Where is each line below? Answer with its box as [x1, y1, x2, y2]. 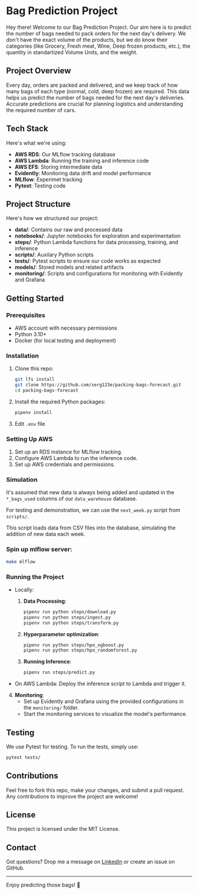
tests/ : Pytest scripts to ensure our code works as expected [14, 258, 161, 265]
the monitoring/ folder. [23, 704, 79, 711]
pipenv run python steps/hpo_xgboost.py [23, 642, 124, 648]
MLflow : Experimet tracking [14, 176, 82, 183]
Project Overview [6, 66, 71, 76]
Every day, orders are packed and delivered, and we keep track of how [6, 81, 178, 88]
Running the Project [6, 573, 64, 581]
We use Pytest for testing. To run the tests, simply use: [6, 743, 139, 750]
